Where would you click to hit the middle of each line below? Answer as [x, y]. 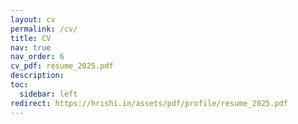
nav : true [31, 47]
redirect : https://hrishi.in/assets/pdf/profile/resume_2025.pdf [149, 103]
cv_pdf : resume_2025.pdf [62, 66]
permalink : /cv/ [44, 29]
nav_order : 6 [37, 57]
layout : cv [33, 19]
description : [37, 76]
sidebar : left [48, 94]
